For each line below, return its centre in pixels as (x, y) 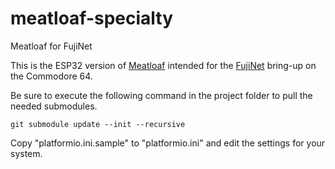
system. (26, 153)
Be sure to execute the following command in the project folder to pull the (161, 95)
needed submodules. (54, 106)
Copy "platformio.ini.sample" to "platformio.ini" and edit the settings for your (168, 143)
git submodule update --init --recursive (98, 124)
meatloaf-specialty (92, 18)
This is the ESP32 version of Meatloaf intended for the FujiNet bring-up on (163, 65)
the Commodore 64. (51, 76)
